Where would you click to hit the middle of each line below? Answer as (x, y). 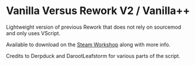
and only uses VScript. (33, 33)
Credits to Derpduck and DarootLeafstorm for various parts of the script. (93, 56)
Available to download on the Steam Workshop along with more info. (88, 45)
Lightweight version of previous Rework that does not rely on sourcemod (94, 27)
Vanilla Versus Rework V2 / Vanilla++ (98, 11)
